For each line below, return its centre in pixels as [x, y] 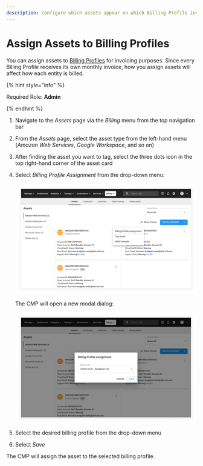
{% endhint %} [25, 108]
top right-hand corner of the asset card [64, 163]
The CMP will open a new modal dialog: [64, 304]
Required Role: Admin [34, 96]
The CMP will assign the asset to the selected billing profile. [81, 456]
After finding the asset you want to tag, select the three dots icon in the [104, 156]
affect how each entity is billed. [45, 73]
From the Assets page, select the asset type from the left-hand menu [101, 138]
